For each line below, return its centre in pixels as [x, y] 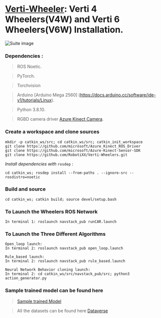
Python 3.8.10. [31, 110]
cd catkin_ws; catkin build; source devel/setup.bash [61, 199]
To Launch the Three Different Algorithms [55, 234]
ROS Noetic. [29, 66]
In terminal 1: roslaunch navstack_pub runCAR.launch [61, 222]
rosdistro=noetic [23, 177]
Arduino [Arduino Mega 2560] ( [49, 95]
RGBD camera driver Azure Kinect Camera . [60, 119]
